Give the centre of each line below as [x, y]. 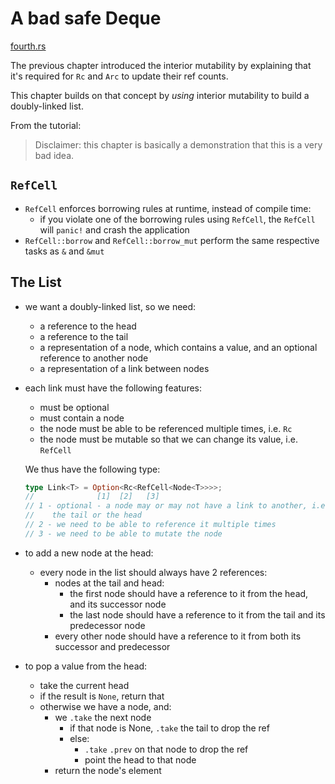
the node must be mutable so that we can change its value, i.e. [168, 439]
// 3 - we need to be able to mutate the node [123, 533]
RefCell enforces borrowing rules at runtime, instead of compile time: [168, 208]
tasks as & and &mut [64, 251]
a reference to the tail [84, 336]
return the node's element [108, 770]
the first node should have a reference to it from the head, [189, 593]
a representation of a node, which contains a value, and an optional [178, 347]
